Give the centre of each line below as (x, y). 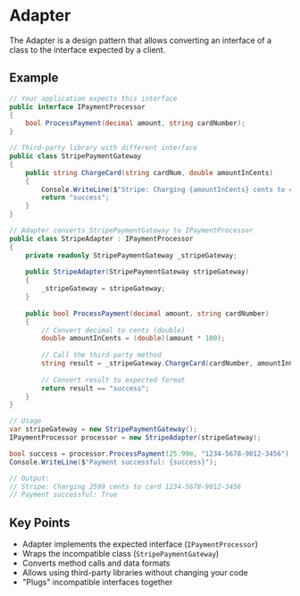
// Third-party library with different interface (104, 148)
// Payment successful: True (63, 495)
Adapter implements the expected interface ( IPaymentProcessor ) (140, 544)
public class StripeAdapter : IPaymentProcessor (101, 239)
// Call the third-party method (102, 355)
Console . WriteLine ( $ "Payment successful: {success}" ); (113, 462)
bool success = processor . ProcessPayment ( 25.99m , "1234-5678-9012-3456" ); (151, 453)
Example (34, 78)
